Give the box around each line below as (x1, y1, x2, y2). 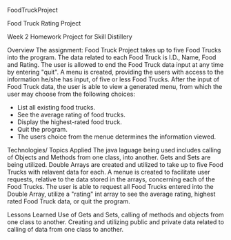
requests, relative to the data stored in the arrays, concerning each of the (7, 175, 215, 183)
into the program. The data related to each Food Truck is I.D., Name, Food (7, 53, 217, 61)
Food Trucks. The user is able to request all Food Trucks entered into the (7, 183, 214, 190)
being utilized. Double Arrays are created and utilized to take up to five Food (7, 161, 224, 168)
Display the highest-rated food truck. (17, 118, 123, 126)
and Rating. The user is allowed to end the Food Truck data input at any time (7, 61, 224, 68)
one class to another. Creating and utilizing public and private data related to (7, 218, 224, 226)
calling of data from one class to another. (7, 226, 124, 233)
